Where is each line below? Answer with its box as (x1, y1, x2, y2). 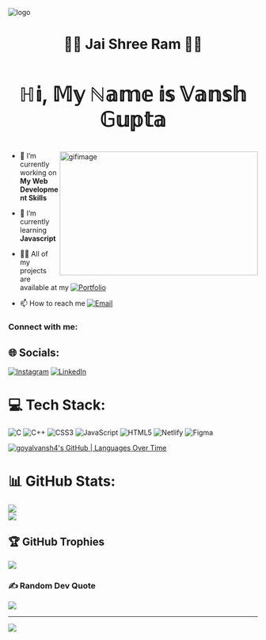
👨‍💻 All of (19, 250, 49, 259)
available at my (19, 283, 70, 292)
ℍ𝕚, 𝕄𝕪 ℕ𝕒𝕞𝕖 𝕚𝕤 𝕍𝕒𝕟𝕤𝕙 (19, 82, 247, 107)
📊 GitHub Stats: (8, 472, 116, 490)
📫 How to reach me (19, 299, 85, 308)
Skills (28, 193, 47, 203)
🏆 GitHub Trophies (8, 535, 105, 549)
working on (19, 168, 57, 177)
